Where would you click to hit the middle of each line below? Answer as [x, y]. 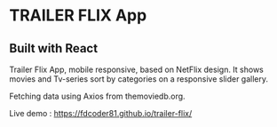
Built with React [54, 48]
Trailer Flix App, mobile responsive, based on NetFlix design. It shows [137, 69]
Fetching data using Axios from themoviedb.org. [97, 96]
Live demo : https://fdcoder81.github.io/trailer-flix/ [101, 113]
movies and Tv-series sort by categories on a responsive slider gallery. [139, 79]
